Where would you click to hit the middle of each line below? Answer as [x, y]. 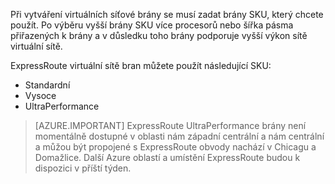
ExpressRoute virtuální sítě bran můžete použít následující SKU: [141, 65]
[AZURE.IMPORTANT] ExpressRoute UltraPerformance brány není [170, 125]
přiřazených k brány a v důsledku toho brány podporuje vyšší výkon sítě [159, 35]
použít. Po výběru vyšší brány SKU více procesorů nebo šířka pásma [152, 25]
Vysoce [40, 95]
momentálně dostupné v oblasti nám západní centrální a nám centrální [179, 136]
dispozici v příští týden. [83, 168]
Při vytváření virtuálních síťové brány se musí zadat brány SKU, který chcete [167, 14]
